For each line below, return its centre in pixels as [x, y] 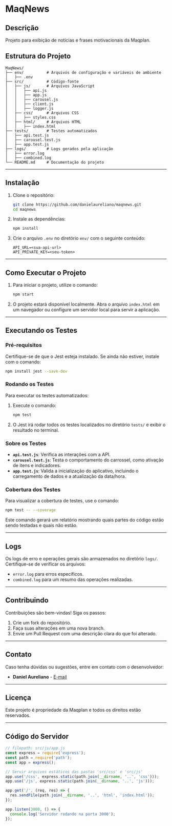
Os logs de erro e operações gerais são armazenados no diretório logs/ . [82, 558]
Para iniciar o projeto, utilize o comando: [55, 285]
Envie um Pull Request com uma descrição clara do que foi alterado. [85, 633]
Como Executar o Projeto [46, 273]
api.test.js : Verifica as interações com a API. [62, 454]
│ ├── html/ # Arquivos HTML [43, 122]
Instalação [23, 183]
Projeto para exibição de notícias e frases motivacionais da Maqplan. [78, 40]
